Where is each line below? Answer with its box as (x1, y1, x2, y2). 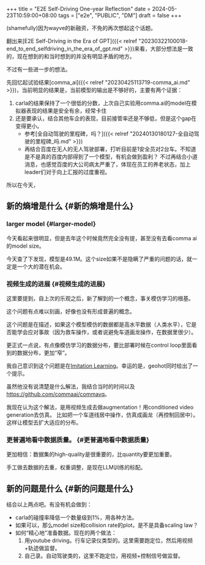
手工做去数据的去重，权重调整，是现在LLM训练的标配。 (6, 464, 146, 471)
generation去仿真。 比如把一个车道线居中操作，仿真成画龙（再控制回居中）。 (6, 411, 199, 419)
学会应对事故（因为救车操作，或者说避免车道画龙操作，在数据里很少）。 (17, 328, 197, 336)
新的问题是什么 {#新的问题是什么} (6, 483, 134, 494)
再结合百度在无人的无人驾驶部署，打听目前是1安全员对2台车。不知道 (24, 145, 196, 153)
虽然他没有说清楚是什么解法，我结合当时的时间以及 (6, 382, 135, 390)
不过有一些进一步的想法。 (6, 66, 71, 73)
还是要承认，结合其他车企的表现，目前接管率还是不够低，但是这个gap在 (15, 115, 197, 122)
